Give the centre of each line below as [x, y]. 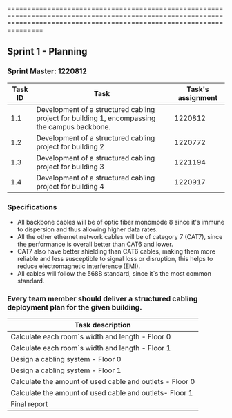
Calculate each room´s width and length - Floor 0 [91, 337]
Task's [197, 89]
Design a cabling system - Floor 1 [66, 370]
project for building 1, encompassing [96, 118]
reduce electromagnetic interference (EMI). [79, 266]
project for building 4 [70, 186]
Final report [29, 404]
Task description [103, 325]
